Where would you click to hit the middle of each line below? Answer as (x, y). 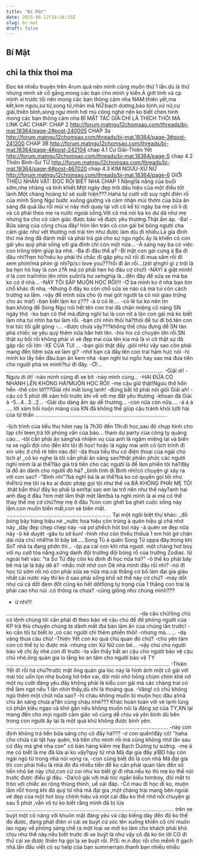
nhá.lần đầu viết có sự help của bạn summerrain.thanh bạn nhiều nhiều (93, 847)
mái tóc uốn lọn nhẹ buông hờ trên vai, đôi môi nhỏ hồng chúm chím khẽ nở (99, 677)
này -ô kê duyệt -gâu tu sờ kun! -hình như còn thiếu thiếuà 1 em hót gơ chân (99, 534)
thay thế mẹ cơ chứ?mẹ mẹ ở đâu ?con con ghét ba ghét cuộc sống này (94, 502)
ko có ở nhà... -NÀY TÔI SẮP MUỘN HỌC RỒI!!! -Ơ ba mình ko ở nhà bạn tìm (99, 282)
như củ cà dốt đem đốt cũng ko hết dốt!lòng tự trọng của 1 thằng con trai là (98, 584)
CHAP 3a (99, 131)
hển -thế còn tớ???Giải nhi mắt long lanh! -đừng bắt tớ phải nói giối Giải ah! (98, 390)
